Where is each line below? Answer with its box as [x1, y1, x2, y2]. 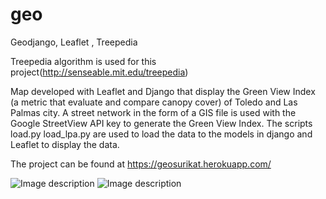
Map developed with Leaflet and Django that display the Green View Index [10, 85, 316, 97]
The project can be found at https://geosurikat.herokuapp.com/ [10, 158, 272, 170]
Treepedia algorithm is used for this [10, 55, 157, 67]
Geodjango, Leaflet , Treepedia [10, 36, 138, 48]
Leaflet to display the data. [10, 138, 120, 150]
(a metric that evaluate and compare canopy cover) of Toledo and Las [10, 96, 298, 108]
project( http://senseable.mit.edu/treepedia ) [10, 66, 189, 78]
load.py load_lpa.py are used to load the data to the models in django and [10, 128, 313, 140]
